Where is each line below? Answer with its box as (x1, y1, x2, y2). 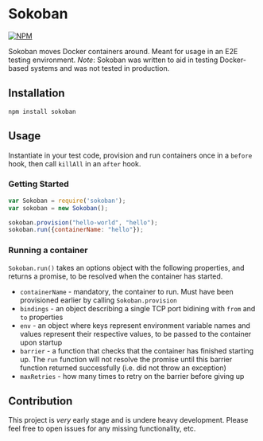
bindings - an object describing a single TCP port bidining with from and (19, 303, 256, 313)
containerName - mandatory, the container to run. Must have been (19, 287, 234, 296)
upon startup (19, 338, 63, 347)
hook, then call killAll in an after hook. (8, 158, 141, 168)
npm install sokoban (8, 107, 77, 115)
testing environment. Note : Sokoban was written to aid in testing (8, 55, 219, 64)
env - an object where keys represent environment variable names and (19, 320, 250, 330)
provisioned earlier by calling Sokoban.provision (19, 295, 177, 305)
